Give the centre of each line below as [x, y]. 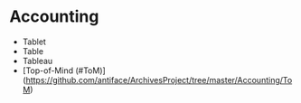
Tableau [38, 61]
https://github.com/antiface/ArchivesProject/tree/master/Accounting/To [159, 80]
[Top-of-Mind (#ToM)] [64, 70]
